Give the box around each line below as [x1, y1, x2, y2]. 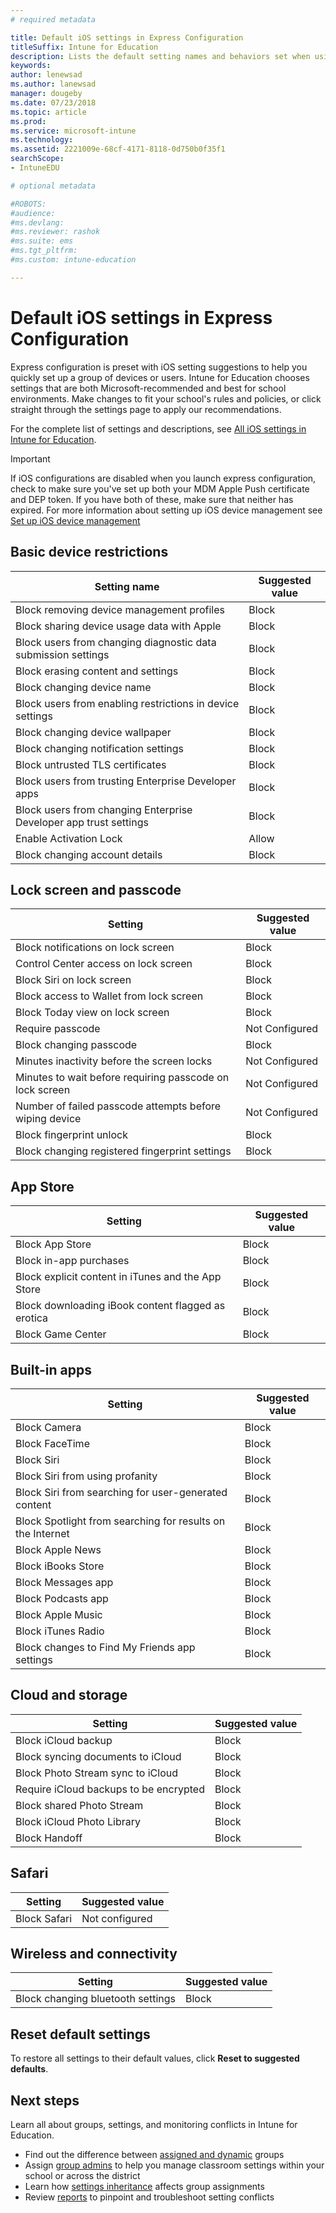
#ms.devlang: [10, 217, 65, 228]
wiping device [15, 1112, 82, 1126]
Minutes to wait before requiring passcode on [15, 1071, 230, 1085]
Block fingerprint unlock [15, 1128, 128, 1142]
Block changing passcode [15, 1038, 138, 1052]
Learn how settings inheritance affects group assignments [24, 2181, 265, 2192]
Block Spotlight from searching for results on [15, 1514, 226, 1528]
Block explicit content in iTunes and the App [15, 1270, 222, 1284]
